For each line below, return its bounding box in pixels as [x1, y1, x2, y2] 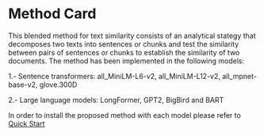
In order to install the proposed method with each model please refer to [8, 110, 242, 119]
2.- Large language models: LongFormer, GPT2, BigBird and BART [8, 95, 224, 104]
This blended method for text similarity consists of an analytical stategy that [8, 31, 256, 40]
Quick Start [8, 119, 45, 128]
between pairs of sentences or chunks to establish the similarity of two [8, 47, 240, 57]
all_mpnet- [221, 71, 258, 81]
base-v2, [8, 80, 38, 89]
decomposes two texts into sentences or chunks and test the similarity [8, 39, 239, 48]
